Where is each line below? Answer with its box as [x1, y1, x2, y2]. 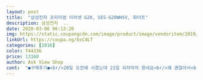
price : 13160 [6, 54, 39, 60]
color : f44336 [6, 48, 42, 54]
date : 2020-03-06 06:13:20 [6, 25, 74, 32]
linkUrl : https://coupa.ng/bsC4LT [6, 37, 94, 43]
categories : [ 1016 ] [6, 43, 56, 49]
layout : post [6, 8, 39, 15]
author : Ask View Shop [6, 59, 63, 65]
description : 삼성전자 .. [6, 20, 69, 26]
